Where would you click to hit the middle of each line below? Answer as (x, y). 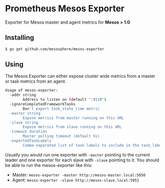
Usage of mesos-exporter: (31, 91)
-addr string (23, 95)
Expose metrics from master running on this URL (73, 118)
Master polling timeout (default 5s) (61, 136)
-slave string (24, 123)
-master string (25, 113)
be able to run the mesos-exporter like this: (49, 165)
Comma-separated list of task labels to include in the (81, 145)
